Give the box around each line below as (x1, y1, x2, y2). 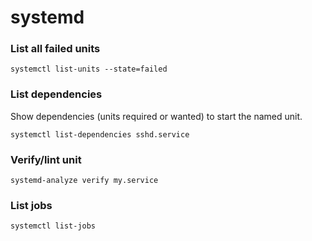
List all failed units (10, 42, 101, 56)
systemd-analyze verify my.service (10, 176, 159, 186)
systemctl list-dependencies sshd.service (10, 129, 190, 140)
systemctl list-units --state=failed (10, 64, 168, 75)
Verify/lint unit (10, 152, 82, 166)
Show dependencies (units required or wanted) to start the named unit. (10, 110, 303, 122)
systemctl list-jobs (10, 221, 97, 231)
